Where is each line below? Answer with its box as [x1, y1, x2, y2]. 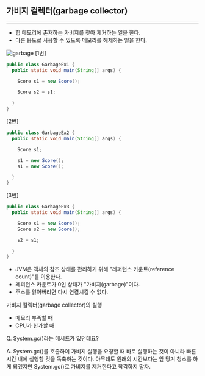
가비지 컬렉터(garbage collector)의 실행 [6, 301, 103, 309]
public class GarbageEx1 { [6, 62, 75, 68]
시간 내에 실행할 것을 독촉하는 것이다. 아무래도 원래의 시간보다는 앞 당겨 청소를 [6, 355, 192, 363]
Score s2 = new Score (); [17, 226, 81, 232]
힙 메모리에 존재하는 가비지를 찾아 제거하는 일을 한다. [15, 29, 141, 36]
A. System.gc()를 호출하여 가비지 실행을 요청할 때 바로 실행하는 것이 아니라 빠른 [6, 348, 196, 355]
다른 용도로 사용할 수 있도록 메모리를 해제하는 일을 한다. [15, 36, 148, 44]
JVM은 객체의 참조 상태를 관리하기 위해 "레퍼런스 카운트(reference [15, 266, 175, 273]
